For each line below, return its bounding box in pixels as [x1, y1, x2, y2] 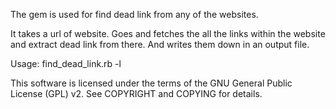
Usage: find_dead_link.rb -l [10, 58, 122, 69]
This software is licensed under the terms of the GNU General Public [10, 77, 293, 89]
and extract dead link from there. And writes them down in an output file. [10, 39, 310, 50]
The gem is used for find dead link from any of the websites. [10, 9, 259, 20]
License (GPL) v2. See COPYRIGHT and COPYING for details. [10, 88, 263, 99]
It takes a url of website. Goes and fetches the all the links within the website [10, 28, 326, 39]
